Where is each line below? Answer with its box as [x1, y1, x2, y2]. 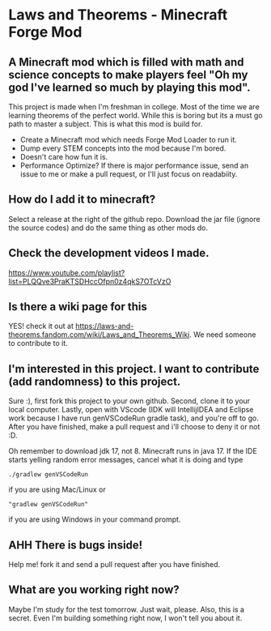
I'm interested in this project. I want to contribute [8, 362, 260, 376]
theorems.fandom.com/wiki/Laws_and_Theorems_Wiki [8, 330, 190, 339]
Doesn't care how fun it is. [19, 152, 108, 161]
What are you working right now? [8, 583, 180, 597]
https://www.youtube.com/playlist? [8, 267, 125, 277]
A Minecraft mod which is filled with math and [8, 55, 244, 69]
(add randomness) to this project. [8, 374, 181, 388]
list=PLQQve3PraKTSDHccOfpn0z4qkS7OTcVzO [8, 276, 171, 286]
